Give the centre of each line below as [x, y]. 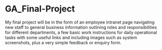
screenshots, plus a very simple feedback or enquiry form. [63, 42]
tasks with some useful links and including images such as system [71, 37]
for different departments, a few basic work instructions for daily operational [81, 32]
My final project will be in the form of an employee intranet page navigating [80, 22]
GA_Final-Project [40, 9]
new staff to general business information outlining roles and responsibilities [81, 27]
